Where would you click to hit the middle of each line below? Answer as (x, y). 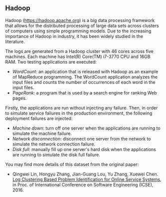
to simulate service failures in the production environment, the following (79, 113)
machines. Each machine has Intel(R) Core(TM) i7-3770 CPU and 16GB (78, 56)
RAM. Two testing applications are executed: (51, 61)
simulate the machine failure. (42, 133)
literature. (15, 41)
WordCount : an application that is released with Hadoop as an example (85, 71)
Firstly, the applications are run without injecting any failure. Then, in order (82, 107)
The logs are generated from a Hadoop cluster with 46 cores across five (79, 51)
